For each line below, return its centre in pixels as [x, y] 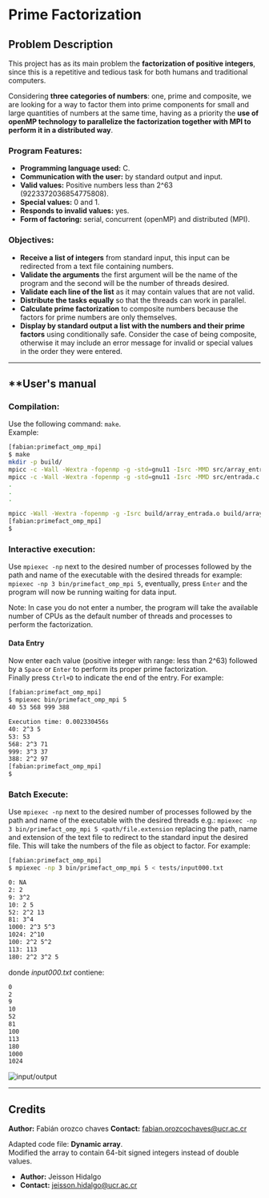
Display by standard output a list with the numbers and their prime [132, 325]
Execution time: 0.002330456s [59, 722]
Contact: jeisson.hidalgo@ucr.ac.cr [78, 1185]
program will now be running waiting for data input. [93, 592]
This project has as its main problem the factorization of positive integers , [132, 63]
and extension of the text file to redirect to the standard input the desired [128, 838]
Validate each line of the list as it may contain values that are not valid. [137, 291]
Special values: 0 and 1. [60, 203]
